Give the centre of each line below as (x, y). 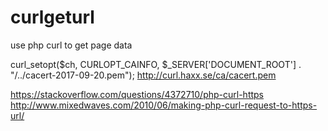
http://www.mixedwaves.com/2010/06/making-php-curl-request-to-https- (164, 105)
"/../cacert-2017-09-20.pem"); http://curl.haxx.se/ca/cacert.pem (143, 75)
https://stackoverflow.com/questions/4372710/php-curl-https (137, 94)
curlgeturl (52, 17)
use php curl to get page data (71, 45)
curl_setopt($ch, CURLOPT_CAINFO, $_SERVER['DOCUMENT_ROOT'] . (156, 64)
